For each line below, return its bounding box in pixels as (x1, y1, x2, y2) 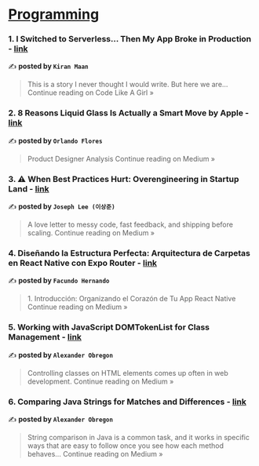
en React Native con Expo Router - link (8, 257, 158, 268)
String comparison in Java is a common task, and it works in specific (27, 432, 250, 442)
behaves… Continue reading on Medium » (27, 449, 163, 458)
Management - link (8, 332, 82, 343)
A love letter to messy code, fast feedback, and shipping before (27, 220, 234, 229)
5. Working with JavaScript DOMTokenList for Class (8, 322, 210, 333)
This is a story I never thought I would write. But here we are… (27, 80, 228, 89)
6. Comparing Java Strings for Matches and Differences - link (8, 396, 247, 407)
